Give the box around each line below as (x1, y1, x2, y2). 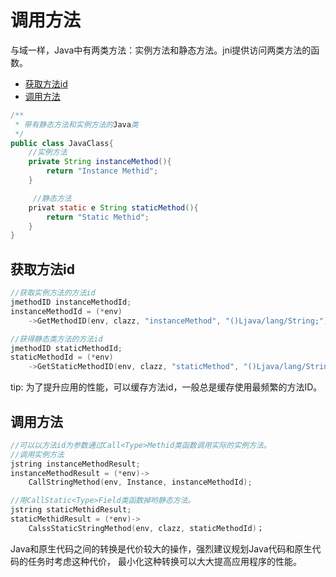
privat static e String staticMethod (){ (28, 202, 199, 213)
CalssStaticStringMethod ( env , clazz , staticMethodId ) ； (28, 523, 265, 533)
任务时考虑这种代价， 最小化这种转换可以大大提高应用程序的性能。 (27, 555, 302, 567)
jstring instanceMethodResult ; (10, 459, 141, 469)
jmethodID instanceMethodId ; (10, 297, 132, 307)
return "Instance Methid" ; (46, 166, 159, 176)
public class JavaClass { (10, 138, 114, 148)
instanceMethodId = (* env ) (10, 306, 123, 316)
